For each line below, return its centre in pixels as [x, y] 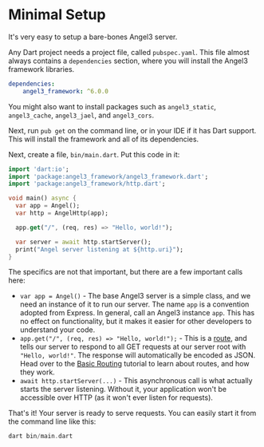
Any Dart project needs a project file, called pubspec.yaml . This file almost [129, 52]
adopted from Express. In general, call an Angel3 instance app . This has [137, 313]
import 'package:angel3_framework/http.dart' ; [87, 184]
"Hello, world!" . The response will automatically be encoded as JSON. [138, 355]
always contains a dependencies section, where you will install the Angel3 [128, 61]
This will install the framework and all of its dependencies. [104, 139]
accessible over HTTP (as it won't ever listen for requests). [116, 398]
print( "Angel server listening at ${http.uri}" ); [99, 249]
